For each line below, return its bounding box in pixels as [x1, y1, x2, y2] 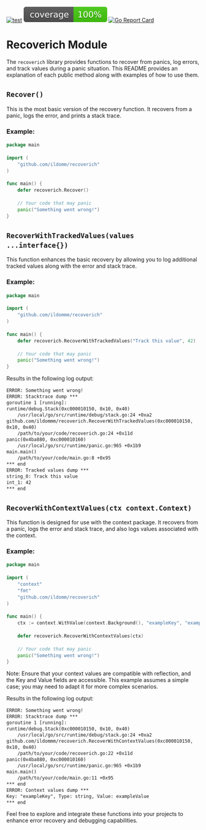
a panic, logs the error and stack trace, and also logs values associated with [6, 525, 199, 532]
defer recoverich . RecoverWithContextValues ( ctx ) [17, 633, 144, 639]
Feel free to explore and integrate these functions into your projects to [6, 810, 184, 818]
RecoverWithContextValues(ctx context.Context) [6, 503, 192, 513]
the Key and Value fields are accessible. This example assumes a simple [6, 677, 189, 684]
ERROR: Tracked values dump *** [6, 467, 89, 473]
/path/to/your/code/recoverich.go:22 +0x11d [17, 750, 133, 757]
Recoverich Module [6, 38, 108, 52]
